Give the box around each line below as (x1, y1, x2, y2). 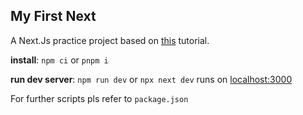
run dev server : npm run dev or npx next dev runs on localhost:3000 (10, 73, 293, 85)
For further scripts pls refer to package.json (10, 92, 189, 104)
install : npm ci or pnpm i (10, 54, 109, 66)
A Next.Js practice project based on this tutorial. (10, 34, 210, 46)
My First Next (10, 8, 97, 25)
